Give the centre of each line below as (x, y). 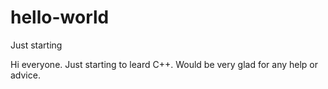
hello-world (60, 17)
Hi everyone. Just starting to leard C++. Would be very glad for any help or (164, 64)
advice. (25, 75)
